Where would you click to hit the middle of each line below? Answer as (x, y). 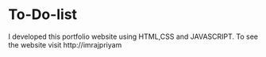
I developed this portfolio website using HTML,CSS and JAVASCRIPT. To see (133, 36)
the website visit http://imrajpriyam (65, 44)
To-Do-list (43, 15)
